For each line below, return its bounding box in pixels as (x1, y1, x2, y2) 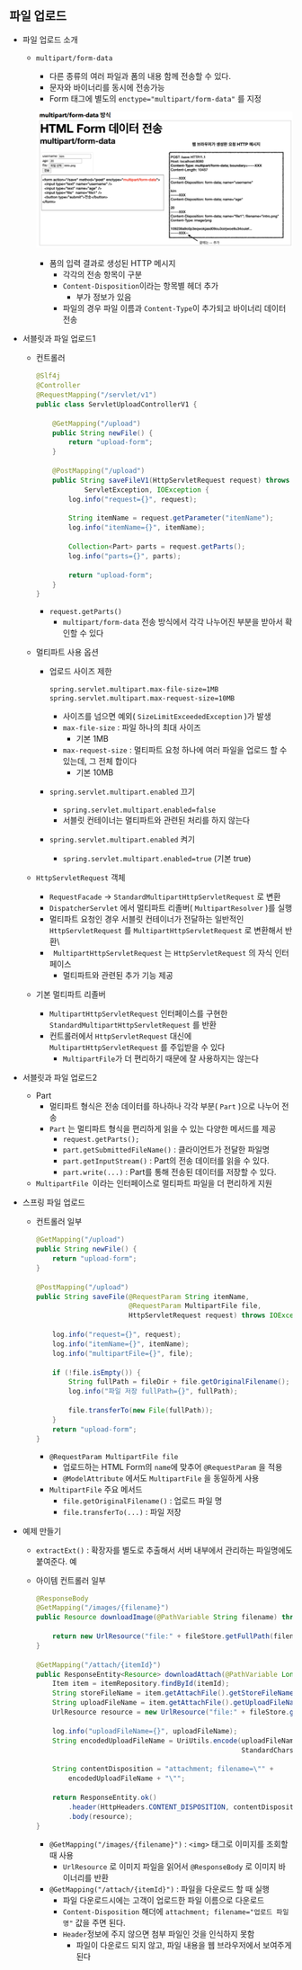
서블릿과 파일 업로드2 (22, 1073, 98, 1083)
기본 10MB (75, 767, 114, 778)
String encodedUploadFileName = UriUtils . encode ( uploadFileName (52, 1736, 298, 1745)
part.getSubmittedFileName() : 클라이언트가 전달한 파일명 (62, 1145, 270, 1155)
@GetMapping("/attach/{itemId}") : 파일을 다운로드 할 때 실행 (49, 1884, 270, 1894)
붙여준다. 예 (35, 1555, 77, 1566)
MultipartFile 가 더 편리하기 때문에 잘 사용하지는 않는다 (62, 1053, 259, 1064)
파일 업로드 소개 (22, 34, 78, 45)
